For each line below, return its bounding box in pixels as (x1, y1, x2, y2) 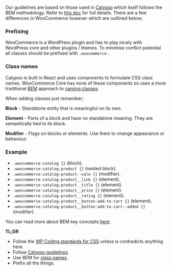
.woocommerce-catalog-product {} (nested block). (12, 165, 117, 171)
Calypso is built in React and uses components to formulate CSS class (5, 74, 153, 80)
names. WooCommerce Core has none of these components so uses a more (5, 80, 166, 86)
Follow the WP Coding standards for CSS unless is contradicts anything (12, 238, 163, 244)
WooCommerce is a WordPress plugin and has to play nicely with (5, 39, 142, 45)
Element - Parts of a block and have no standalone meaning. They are (5, 115, 153, 121)
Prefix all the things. (12, 260, 55, 266)
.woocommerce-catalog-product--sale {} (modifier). (12, 171, 121, 177)
